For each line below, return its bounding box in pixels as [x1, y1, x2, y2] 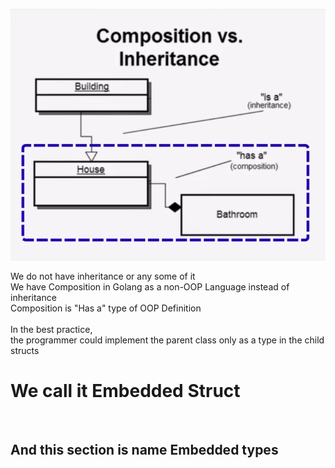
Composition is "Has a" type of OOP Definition [10, 302, 202, 314]
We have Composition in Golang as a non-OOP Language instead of [10, 280, 290, 293]
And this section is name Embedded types [10, 442, 279, 459]
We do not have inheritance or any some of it [10, 270, 196, 282]
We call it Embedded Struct [10, 379, 241, 402]
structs [10, 344, 40, 356]
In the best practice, [10, 323, 93, 335]
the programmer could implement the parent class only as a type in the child [10, 334, 325, 346]
